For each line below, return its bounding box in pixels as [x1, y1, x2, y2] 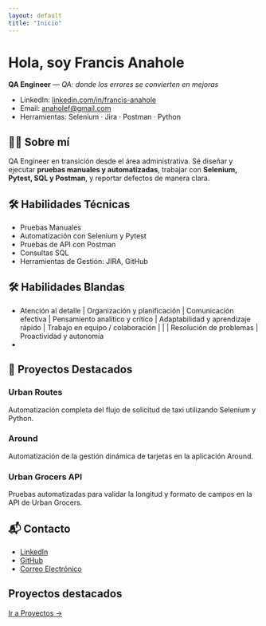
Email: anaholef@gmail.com [19, 104, 111, 113]
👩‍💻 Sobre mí [8, 135, 70, 148]
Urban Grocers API [8, 471, 82, 482]
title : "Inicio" [8, 19, 62, 27]
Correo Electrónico [19, 564, 82, 573]
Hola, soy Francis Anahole [8, 53, 185, 72]
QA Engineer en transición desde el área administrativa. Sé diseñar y [8, 156, 233, 166]
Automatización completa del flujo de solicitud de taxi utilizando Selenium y [8, 404, 256, 415]
